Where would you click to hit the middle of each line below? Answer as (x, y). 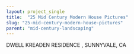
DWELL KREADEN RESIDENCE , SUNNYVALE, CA (66, 45)
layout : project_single (36, 12)
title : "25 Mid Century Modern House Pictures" (67, 17)
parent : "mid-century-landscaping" (50, 28)
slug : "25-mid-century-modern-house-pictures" (65, 23)
